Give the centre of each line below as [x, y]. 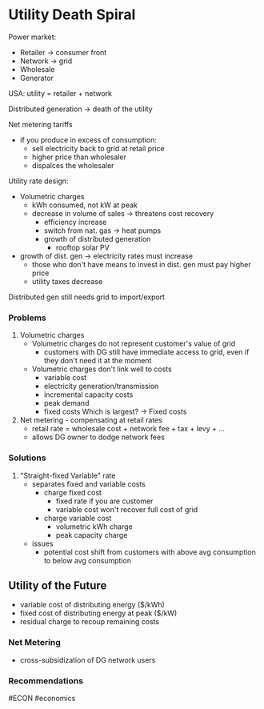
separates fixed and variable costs [88, 484]
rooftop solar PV [82, 247]
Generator [37, 78]
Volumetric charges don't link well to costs [102, 369]
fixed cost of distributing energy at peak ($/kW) [98, 613]
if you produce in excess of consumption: [88, 140]
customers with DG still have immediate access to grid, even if [146, 352]
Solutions [27, 458]
